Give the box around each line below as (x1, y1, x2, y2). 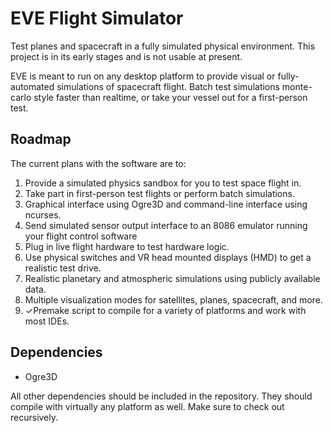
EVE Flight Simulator (10, 7, 184, 30)
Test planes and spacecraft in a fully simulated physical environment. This (10, 40, 316, 52)
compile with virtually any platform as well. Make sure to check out (10, 400, 285, 412)
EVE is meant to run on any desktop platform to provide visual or (10, 70, 276, 82)
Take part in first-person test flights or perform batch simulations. (24, 187, 295, 199)
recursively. (10, 411, 59, 423)
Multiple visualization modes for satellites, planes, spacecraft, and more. (24, 293, 323, 306)
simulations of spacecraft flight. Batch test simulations (56, 80, 280, 92)
